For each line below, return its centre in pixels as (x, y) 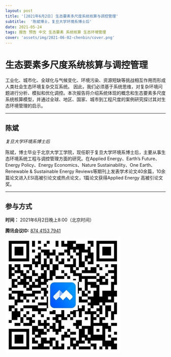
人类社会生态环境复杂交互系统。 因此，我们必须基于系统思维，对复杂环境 (82, 86)
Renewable (17, 171)
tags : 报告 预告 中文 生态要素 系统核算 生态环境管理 (56, 32)
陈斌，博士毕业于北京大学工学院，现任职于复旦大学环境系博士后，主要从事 (83, 152)
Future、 (151, 159)
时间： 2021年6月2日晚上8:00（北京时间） (50, 220)
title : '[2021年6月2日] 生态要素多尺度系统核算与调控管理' (62, 16)
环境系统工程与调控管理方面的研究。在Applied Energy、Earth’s (75, 159)
